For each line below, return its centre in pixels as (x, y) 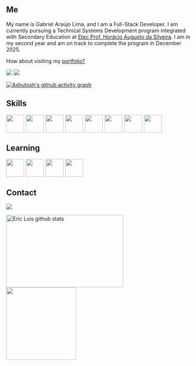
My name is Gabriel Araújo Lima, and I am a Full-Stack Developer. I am (92, 24)
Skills (16, 104)
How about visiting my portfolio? (46, 61)
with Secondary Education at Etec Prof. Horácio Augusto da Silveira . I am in (98, 37)
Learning (23, 148)
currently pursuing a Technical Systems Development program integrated (96, 30)
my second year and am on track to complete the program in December (94, 43)
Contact (21, 193)
